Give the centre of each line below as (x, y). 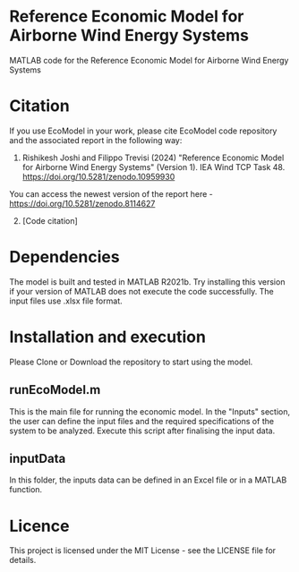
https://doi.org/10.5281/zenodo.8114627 (82, 203)
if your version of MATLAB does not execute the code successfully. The (142, 291)
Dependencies (64, 257)
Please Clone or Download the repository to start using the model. (131, 362)
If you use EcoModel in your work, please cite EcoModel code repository (143, 131)
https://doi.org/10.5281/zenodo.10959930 (98, 176)
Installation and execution (107, 337)
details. (23, 560)
